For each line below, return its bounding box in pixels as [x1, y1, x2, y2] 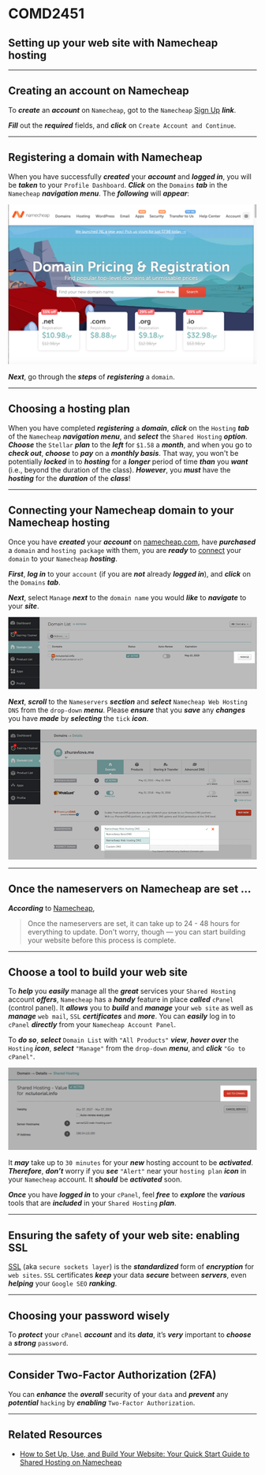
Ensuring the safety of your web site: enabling [8, 1228, 241, 1242]
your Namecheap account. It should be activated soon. [8, 1174, 183, 1184]
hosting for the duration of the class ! [8, 473, 131, 483]
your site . [8, 601, 39, 611]
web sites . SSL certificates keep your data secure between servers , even [8, 1271, 247, 1280]
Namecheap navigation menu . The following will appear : [8, 189, 190, 198]
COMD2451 [8, 5, 85, 23]
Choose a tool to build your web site [8, 965, 188, 979]
